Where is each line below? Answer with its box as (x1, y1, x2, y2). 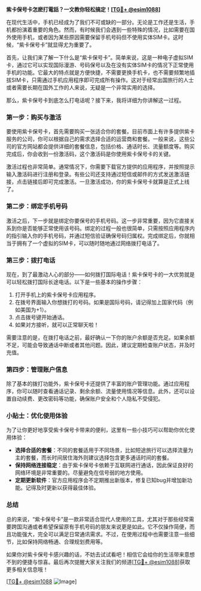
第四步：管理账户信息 (6, 365, 68, 374)
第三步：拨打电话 (6, 256, 56, 264)
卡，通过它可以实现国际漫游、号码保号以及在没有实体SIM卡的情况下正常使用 (6, 61, 194, 68)
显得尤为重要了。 (53, 41, 95, 48)
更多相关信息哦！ (6, 566, 48, 573)
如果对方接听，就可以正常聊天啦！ (14, 321, 99, 328)
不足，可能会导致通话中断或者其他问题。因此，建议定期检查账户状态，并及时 (6, 341, 195, 348)
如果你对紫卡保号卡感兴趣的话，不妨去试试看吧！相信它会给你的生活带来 (6, 551, 184, 558)
